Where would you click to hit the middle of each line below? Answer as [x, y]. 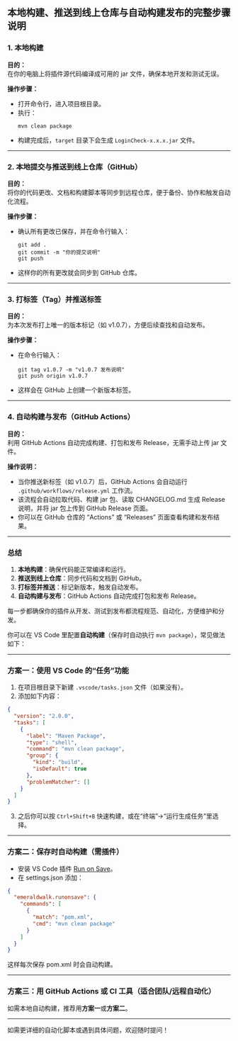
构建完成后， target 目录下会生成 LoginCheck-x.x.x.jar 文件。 [108, 140]
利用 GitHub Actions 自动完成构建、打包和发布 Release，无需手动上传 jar [113, 442]
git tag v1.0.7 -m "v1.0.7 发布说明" [71, 370]
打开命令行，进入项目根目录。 [61, 103]
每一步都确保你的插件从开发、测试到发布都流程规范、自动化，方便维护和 [113, 611]
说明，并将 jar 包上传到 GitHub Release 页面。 [85, 508]
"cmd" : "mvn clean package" [74, 923]
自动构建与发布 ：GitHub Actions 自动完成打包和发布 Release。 [109, 596]
